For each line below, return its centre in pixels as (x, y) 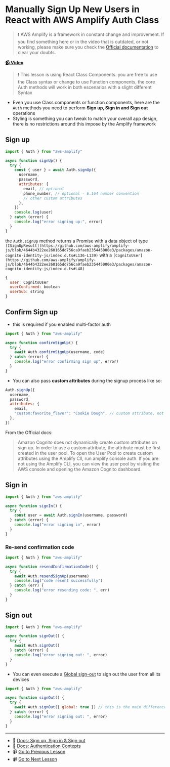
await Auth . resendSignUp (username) (52, 576)
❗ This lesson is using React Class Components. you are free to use (88, 74)
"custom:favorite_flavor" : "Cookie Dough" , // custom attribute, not (89, 413)
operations (24, 113)
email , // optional (44, 189)
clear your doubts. (37, 52)
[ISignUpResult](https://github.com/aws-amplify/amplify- (68, 246)
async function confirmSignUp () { (42, 343)
